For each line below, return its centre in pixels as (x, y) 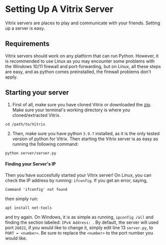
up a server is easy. (25, 28)
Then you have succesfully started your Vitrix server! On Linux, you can (78, 175)
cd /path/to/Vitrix (25, 124)
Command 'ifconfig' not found (36, 189)
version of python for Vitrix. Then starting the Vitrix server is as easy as (85, 139)
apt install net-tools (28, 208)
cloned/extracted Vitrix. (36, 115)
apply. (11, 77)
